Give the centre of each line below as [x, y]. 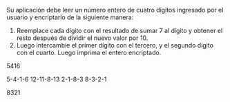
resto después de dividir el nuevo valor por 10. [82, 38]
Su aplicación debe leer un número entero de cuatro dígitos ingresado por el [115, 10]
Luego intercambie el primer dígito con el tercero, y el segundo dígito [115, 45]
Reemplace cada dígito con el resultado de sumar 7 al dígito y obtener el [119, 31]
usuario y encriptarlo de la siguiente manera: [70, 17]
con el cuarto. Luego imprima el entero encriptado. [89, 52]
